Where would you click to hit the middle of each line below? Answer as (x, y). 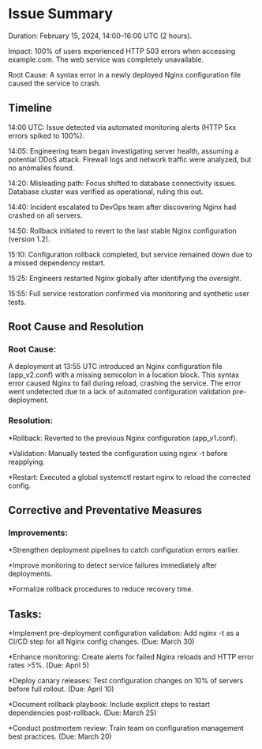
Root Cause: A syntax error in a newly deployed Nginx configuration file (125, 74)
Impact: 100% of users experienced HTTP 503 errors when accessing (122, 51)
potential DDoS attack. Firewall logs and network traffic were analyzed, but (130, 159)
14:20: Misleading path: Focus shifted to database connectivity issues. (122, 183)
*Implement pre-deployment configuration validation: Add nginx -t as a (124, 633)
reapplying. (26, 462)
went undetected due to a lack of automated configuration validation (120, 392)
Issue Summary (60, 14)
